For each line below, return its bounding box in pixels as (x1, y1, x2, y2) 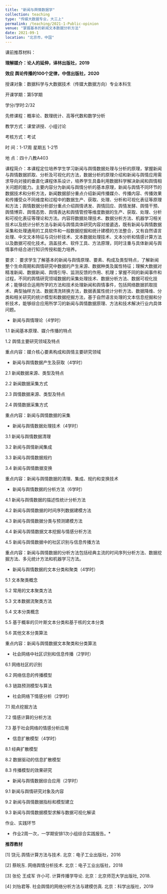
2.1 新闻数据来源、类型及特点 (5, 370, 64, 376)
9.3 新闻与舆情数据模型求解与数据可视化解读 (5, 809, 96, 815)
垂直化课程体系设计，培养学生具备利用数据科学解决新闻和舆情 (31, 178, 158, 184)
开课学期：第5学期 (5, 91, 43, 97)
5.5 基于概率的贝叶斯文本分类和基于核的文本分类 (5, 619, 104, 625)
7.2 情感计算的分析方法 (5, 714, 52, 720)
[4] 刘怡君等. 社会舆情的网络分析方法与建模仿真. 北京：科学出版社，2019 (5, 883, 154, 889)
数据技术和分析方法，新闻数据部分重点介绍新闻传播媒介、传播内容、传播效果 (5, 190, 162, 196)
